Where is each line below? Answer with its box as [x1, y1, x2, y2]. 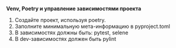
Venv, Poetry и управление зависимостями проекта [6, 5, 142, 12]
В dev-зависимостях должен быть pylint [14, 36, 117, 42]
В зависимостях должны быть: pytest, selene [14, 29, 129, 36]
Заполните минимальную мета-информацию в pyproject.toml [14, 23, 171, 30]
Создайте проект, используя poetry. [14, 17, 106, 23]
